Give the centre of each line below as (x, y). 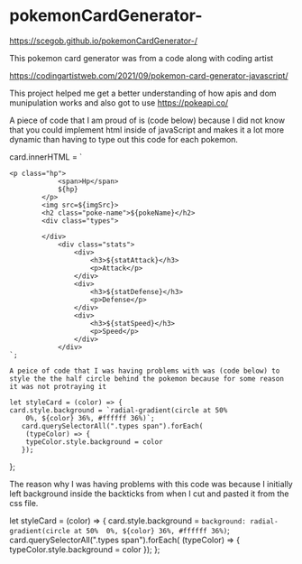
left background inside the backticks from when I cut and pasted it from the (149, 494)
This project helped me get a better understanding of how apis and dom (143, 93)
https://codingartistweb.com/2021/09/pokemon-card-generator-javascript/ (149, 75)
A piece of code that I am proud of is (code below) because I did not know (147, 120)
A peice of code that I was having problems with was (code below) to (145, 371)
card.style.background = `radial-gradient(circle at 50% (119, 410)
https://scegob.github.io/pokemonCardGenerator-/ (104, 41)
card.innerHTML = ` (46, 157)
